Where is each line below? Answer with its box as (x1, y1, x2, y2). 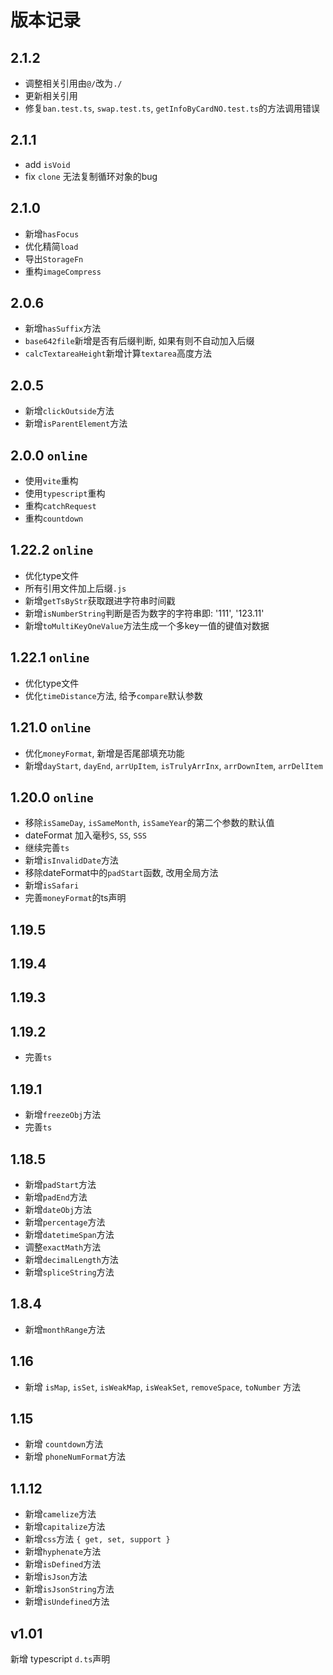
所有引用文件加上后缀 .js (24, 582, 127, 594)
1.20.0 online (10, 789, 94, 806)
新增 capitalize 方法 (24, 1521, 106, 1533)
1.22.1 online (10, 649, 90, 666)
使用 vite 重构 (24, 475, 79, 487)
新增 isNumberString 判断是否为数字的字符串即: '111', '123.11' (24, 607, 265, 619)
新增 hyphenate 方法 (24, 1546, 102, 1558)
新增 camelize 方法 (24, 1508, 97, 1520)
